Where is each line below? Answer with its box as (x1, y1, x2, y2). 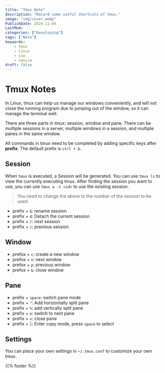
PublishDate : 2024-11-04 (5, 21, 56, 26)
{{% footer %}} (5, 363, 36, 369)
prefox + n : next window (12, 256, 62, 262)
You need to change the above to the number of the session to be (17, 193, 152, 199)
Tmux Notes (5, 84, 56, 95)
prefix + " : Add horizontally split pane (12, 300, 89, 306)
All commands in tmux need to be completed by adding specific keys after (5, 140, 157, 146)
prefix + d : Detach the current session (12, 213, 90, 219)
